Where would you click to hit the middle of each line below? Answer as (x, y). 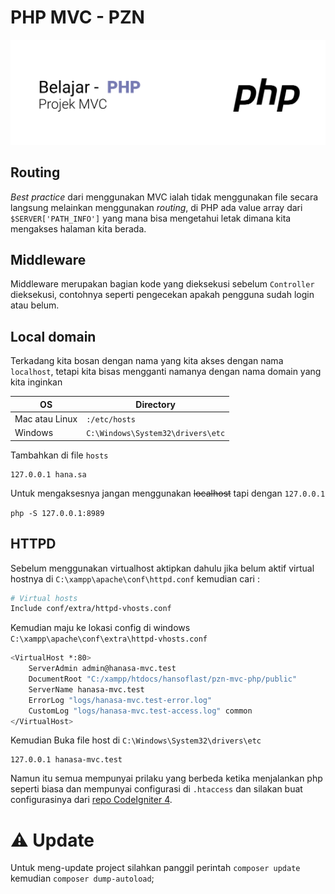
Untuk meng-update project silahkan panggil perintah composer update (155, 868)
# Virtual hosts (44, 598)
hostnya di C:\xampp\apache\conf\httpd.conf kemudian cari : (135, 578)
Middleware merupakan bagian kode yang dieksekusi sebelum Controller (162, 284)
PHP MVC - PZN (77, 17)
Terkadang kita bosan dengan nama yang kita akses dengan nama (147, 361)
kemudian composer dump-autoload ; (82, 878)
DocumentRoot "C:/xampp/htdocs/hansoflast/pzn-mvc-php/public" (163, 679)
